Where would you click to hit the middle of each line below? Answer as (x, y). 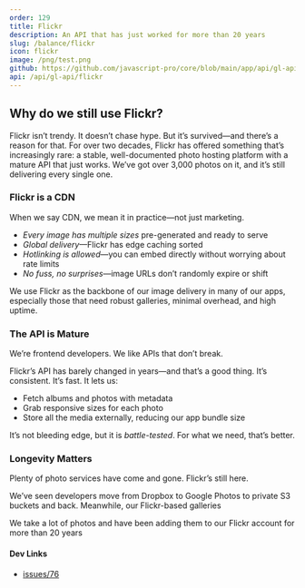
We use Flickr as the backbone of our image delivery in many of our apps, (148, 290)
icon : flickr (34, 52)
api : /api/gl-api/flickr (56, 77)
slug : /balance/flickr (52, 43)
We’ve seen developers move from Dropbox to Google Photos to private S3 (150, 496)
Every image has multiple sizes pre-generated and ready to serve (145, 235)
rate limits (41, 263)
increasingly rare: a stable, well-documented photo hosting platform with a (149, 154)
